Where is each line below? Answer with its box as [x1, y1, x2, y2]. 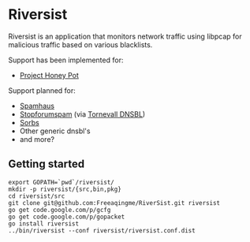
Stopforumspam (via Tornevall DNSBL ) [19, 109, 146, 119]
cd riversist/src [8, 192, 65, 200]
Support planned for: [8, 85, 76, 95]
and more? [19, 134, 55, 143]
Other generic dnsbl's [19, 126, 91, 136]
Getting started [8, 158, 85, 171]
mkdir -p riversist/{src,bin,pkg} [8, 185, 122, 193]
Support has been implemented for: [8, 55, 124, 65]
